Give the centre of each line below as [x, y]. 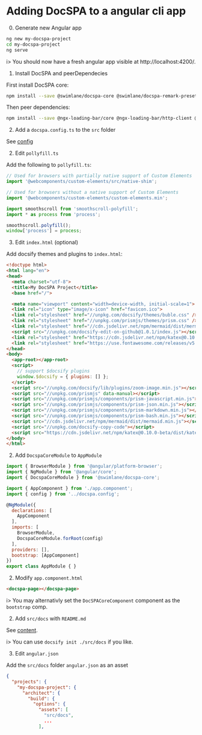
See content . [22, 630]
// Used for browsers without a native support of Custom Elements [93, 193]
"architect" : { [41, 693]
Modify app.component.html [49, 578]
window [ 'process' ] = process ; [44, 231]
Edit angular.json [37, 654]
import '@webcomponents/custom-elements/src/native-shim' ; [82, 182]
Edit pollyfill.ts [37, 153]
